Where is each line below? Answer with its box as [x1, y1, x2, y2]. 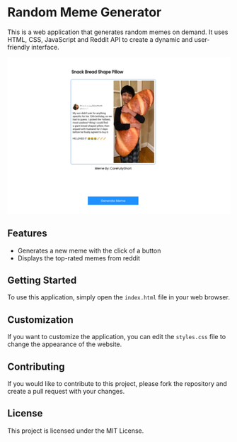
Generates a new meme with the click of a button [17, 246, 161, 255]
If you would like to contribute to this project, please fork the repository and [7, 380, 228, 388]
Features [7, 228, 47, 240]
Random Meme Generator [7, 4, 162, 21]
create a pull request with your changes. [7, 387, 125, 396]
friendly [7, 43, 30, 51]
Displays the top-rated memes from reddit [17, 253, 140, 263]
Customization [7, 314, 74, 326]
